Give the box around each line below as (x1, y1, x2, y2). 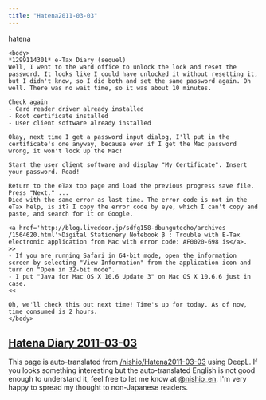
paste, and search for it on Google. (8, 209, 134, 218)
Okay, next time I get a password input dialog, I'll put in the (8, 133, 229, 141)
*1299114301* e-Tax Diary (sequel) (8, 56, 127, 64)
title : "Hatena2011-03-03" (8, 11, 98, 20)
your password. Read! (8, 168, 80, 176)
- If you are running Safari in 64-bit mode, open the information (8, 251, 237, 259)
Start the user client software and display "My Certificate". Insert (8, 160, 248, 168)
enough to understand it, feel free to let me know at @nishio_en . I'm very (8, 374, 247, 384)
